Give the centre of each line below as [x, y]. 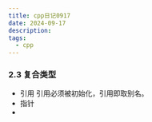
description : [30, 30]
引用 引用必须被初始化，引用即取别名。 [84, 93]
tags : [17, 38]
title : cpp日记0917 [40, 16]
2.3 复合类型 [32, 75]
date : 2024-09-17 [37, 23]
